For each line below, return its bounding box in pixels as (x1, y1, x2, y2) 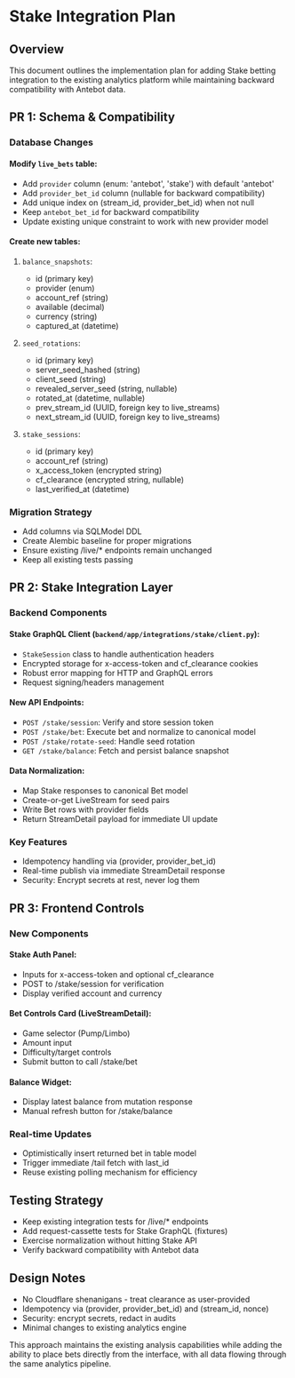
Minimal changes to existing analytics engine (21, 1322, 187, 1334)
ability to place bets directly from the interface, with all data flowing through (9, 1349, 287, 1360)
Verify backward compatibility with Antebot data (21, 1245, 200, 1255)
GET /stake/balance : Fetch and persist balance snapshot (21, 745, 229, 756)
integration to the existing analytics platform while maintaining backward (9, 75, 275, 85)
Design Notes (9, 1270, 86, 1286)
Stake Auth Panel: (9, 949, 77, 960)
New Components (9, 927, 89, 939)
